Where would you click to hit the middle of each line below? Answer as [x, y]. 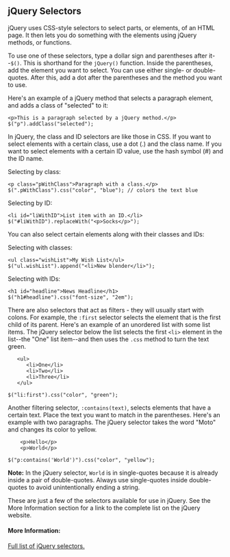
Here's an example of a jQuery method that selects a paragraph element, [111, 98]
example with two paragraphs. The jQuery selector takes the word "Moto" [112, 422]
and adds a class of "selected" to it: [58, 105]
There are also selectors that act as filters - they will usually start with [106, 310]
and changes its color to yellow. [52, 429]
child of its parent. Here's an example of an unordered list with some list [109, 324]
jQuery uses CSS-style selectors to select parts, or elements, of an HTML [111, 27]
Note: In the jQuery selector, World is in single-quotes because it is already [113, 473]
